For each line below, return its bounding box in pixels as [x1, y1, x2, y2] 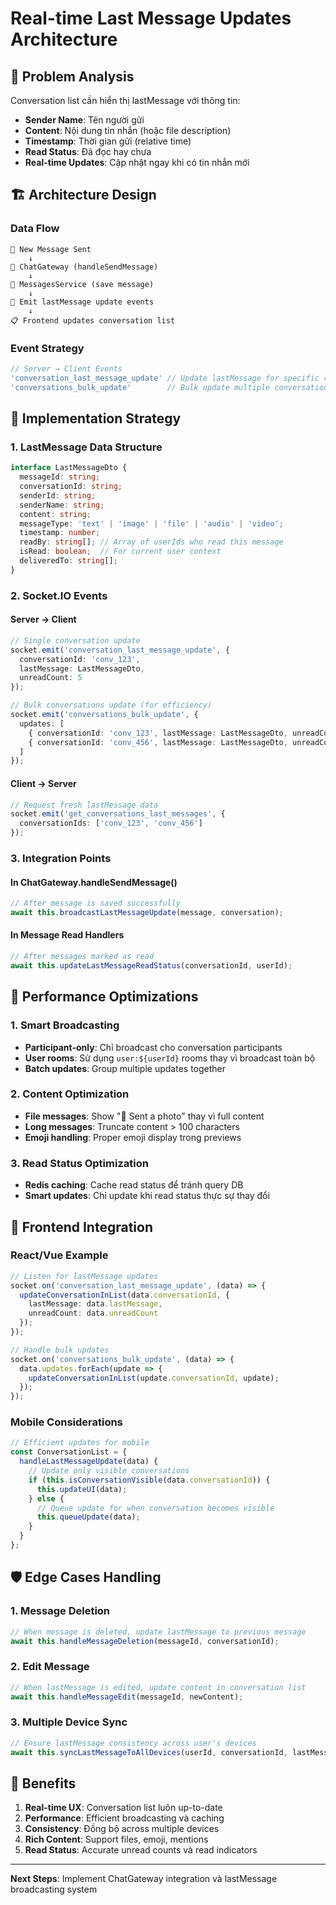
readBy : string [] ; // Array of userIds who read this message [19, 537, 284, 547]
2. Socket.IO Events [10, 588, 108, 602]
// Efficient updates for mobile [10, 1438, 150, 1448]
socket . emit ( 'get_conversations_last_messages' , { [10, 809, 226, 819]
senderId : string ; [19, 490, 97, 501]
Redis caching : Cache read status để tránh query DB [24, 1179, 244, 1191]
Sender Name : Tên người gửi [24, 114, 145, 126]
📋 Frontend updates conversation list [10, 315, 176, 326]
